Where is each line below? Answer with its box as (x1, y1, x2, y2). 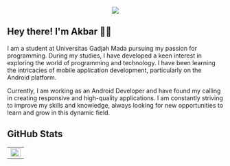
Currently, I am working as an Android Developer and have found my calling (7, 86, 221, 95)
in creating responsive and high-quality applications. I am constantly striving (7, 93, 223, 102)
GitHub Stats (7, 128, 63, 140)
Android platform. (7, 73, 57, 82)
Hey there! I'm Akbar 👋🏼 (7, 26, 112, 38)
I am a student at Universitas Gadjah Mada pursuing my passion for (7, 44, 198, 52)
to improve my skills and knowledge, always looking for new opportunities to (7, 101, 224, 109)
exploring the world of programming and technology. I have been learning (7, 58, 216, 67)
